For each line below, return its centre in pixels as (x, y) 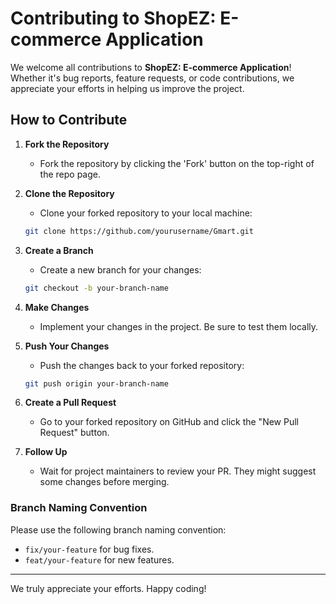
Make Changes (57, 307)
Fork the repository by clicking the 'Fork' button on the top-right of (177, 163)
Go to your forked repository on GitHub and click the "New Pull (169, 422)
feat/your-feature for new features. (99, 559)
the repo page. (70, 174)
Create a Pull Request (70, 403)
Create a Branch (59, 250)
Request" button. (74, 433)
